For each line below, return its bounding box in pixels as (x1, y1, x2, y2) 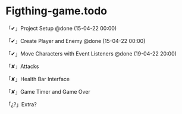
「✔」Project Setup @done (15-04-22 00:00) (5, 24, 117, 32)
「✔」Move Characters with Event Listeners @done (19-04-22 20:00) (5, 50, 177, 57)
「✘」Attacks (5, 63, 39, 70)
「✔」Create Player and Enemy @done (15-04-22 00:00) (5, 37, 146, 44)
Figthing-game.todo (5, 4, 108, 18)
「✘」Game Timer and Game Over (5, 88, 90, 95)
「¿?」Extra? (5, 100, 37, 108)
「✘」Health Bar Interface (5, 75, 70, 82)
